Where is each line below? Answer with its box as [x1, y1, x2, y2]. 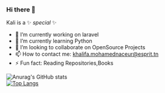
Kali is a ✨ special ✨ [6, 19, 57, 26]
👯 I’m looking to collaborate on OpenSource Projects [15, 44, 146, 51]
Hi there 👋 [6, 5, 36, 14]
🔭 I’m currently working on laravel [15, 31, 99, 38]
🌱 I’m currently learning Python [15, 37, 92, 44]
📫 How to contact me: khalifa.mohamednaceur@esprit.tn [15, 50, 159, 58]
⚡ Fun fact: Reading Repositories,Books [15, 59, 114, 67]
